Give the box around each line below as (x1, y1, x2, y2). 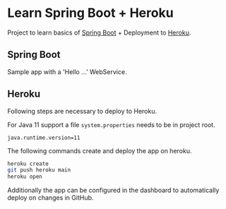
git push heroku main (7, 167, 71, 174)
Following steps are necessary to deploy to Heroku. (7, 107, 157, 115)
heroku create (7, 160, 49, 167)
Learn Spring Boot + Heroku (7, 5, 174, 21)
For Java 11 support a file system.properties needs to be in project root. (7, 120, 215, 129)
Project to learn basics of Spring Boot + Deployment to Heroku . (7, 28, 191, 37)
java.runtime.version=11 (7, 134, 81, 141)
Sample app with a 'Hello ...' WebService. (7, 67, 127, 76)
